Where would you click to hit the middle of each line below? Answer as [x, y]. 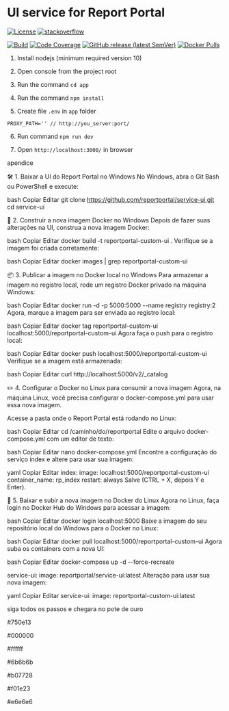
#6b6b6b [20, 662]
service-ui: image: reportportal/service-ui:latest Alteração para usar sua [109, 575]
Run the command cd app [53, 84]
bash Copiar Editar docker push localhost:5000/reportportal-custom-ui [107, 353]
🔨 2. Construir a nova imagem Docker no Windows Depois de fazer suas [109, 220]
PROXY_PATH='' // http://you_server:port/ [68, 124]
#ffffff [15, 649]
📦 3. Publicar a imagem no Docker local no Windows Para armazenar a [108, 274]
